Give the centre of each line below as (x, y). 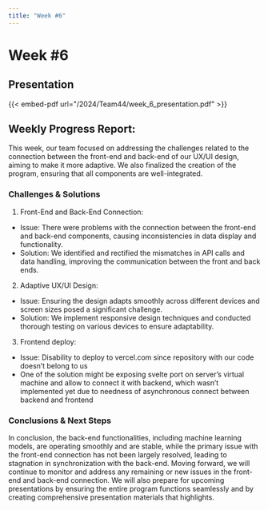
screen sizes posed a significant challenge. (91, 309)
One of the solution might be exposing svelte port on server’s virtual (132, 374)
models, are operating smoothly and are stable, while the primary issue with (133, 446)
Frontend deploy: (48, 341)
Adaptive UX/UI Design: (59, 285)
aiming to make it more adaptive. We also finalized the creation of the (122, 165)
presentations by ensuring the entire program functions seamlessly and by (131, 489)
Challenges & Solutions (54, 194)
